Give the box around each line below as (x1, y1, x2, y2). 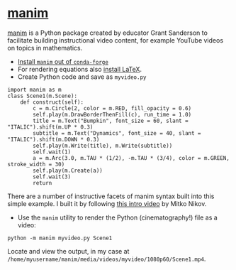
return (33, 179, 52, 186)
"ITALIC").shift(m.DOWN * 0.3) (7, 136, 100, 143)
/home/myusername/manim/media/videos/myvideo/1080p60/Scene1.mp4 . (7, 254, 206, 263)
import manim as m (7, 86, 62, 93)
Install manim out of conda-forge (17, 57, 108, 65)
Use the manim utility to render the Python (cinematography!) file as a (17, 213, 218, 222)
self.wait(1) (33, 148, 72, 156)
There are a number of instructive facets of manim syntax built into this (7, 192, 215, 200)
